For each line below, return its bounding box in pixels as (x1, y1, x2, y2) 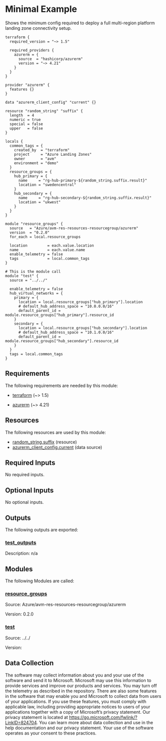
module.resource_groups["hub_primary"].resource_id (5, 312, 114, 317)
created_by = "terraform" (14, 147, 70, 152)
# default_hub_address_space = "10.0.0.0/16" (18, 304, 114, 309)
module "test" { (5, 273, 39, 278)
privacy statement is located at (5, 714, 68, 720)
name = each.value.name (9, 247, 85, 252)
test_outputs (5, 539, 37, 546)
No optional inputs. (5, 499, 44, 505)
